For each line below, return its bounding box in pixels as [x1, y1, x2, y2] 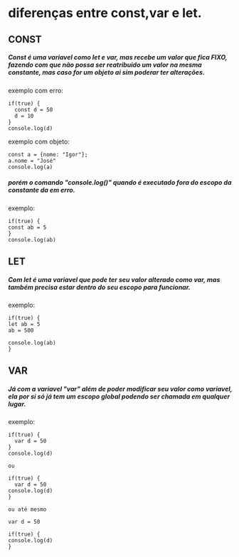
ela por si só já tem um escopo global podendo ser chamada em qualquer [8, 392, 230, 401]
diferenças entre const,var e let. [8, 5, 202, 21]
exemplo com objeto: [8, 137, 70, 146]
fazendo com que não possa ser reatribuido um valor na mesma [8, 60, 202, 69]
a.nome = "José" [8, 157, 56, 164]
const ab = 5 [8, 224, 47, 231]
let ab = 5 [8, 320, 41, 328]
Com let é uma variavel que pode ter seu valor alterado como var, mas [8, 275, 221, 283]
